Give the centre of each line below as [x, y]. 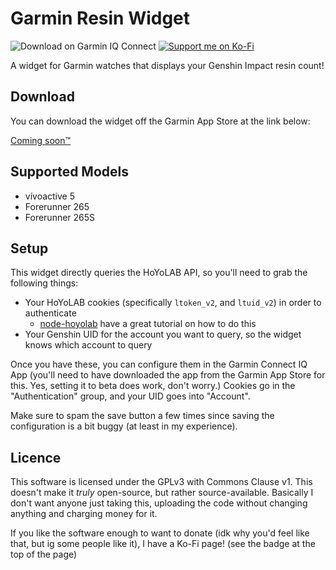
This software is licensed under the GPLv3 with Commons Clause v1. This [161, 482]
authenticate [50, 313]
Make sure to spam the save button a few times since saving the [142, 416]
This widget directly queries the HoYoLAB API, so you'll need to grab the [159, 273]
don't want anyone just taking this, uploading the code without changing [159, 503]
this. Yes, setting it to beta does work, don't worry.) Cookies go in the [153, 386]
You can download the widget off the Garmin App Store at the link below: [160, 121]
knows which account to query [88, 345]
